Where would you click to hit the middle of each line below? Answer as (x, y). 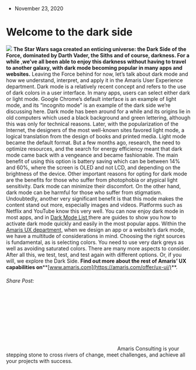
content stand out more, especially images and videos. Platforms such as (94, 205)
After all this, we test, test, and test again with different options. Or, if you (94, 254)
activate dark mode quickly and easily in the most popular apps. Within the (96, 223)
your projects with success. (39, 361)
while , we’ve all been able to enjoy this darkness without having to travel (96, 62)
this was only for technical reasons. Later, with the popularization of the (92, 124)
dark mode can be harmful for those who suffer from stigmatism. (84, 192)
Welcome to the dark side (69, 32)
